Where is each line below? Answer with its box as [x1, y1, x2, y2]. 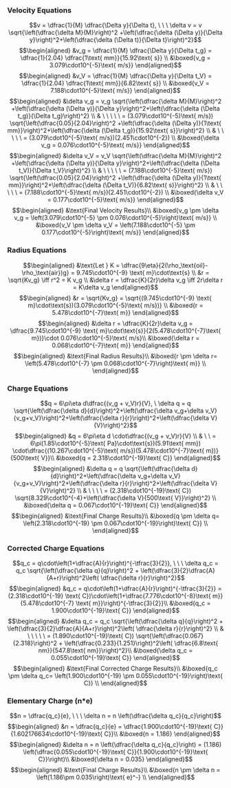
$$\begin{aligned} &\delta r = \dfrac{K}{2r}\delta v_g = [37, 319, 194, 327]
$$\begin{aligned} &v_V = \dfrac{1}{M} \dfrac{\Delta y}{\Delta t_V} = [19, 72, 212, 80]
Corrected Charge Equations [7, 543, 105, 553]
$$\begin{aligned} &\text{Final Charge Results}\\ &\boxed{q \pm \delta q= [11, 512, 220, 520]
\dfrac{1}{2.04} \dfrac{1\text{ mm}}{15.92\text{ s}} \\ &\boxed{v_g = [20, 54, 211, 62]
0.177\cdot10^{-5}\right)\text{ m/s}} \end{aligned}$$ [41, 228, 190, 237]
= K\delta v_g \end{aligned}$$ [72, 283, 159, 291]
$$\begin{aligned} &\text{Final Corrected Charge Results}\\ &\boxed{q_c [13, 664, 218, 672]
